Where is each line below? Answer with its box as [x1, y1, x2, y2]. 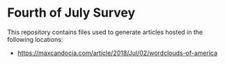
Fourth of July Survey [7, 5, 136, 21]
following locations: [7, 35, 63, 43]
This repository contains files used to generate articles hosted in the [7, 28, 203, 36]
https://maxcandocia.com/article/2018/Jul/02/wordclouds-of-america [17, 49, 218, 57]
